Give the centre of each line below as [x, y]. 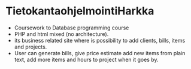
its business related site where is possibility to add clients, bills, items [100, 40]
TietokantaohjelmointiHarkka [80, 11]
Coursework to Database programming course [72, 28]
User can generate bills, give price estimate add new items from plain [100, 53]
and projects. [31, 47]
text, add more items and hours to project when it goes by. [86, 59]
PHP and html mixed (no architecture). [61, 34]
